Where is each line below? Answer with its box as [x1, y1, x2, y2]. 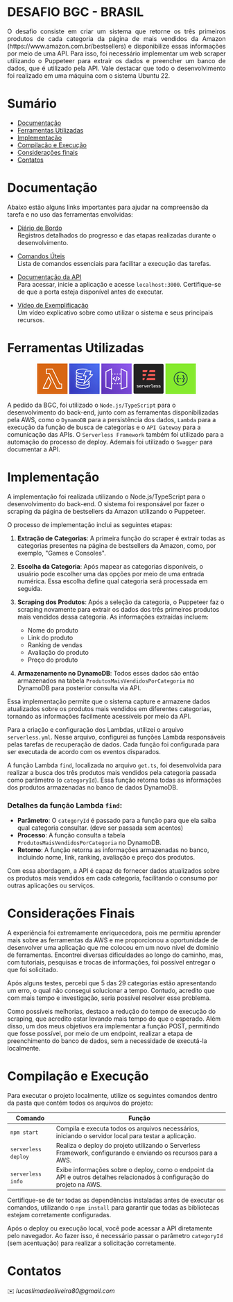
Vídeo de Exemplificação [17, 301, 89, 309]
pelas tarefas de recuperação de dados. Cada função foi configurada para [7, 740, 220, 749]
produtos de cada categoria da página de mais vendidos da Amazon [7, 34, 226, 42]
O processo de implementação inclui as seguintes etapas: [7, 520, 173, 528]
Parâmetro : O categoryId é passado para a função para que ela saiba [17, 816, 216, 824]
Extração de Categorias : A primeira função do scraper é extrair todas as [17, 534, 225, 542]
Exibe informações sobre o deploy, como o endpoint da [55, 1166, 214, 1174]
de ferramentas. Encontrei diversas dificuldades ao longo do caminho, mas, [7, 951, 223, 959]
